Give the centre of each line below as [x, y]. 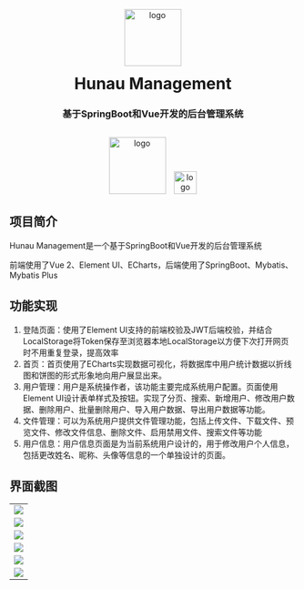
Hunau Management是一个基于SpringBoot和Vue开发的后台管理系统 [136, 245]
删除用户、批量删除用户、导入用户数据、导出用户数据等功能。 [154, 409]
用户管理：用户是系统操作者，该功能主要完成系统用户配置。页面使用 [150, 386]
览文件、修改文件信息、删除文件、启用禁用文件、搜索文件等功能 [142, 432]
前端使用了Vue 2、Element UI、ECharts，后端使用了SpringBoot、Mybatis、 [152, 265]
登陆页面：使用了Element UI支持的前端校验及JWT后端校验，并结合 [147, 330]
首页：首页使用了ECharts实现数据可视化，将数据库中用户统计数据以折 [153, 363]
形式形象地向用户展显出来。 [114, 375]
